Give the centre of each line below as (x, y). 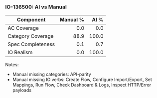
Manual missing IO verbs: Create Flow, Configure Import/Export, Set (82, 80)
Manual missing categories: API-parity (52, 74)
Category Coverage (31, 36)
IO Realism (20, 52)
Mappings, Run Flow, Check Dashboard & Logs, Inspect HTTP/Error (82, 85)
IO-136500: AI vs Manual (36, 7)
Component (31, 20)
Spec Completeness (31, 44)
